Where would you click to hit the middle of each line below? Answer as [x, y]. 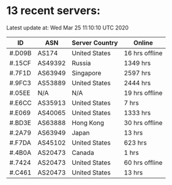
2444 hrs [137, 83]
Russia [81, 63]
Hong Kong [88, 123]
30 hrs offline [143, 123]
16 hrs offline [143, 53]
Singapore [86, 73]
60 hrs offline [143, 162]
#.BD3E [21, 123]
